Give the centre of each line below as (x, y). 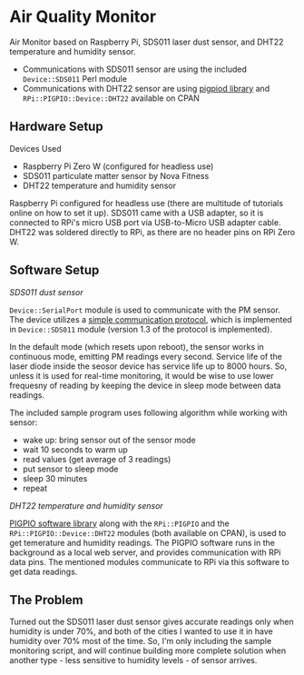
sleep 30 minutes (55, 478)
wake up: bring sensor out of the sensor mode (109, 440)
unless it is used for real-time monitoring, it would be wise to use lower (142, 375)
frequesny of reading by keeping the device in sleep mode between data (145, 385)
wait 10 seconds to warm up (75, 449)
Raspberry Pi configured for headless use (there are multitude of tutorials (147, 203)
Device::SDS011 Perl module (74, 78)
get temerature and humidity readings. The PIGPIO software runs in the (142, 542)
